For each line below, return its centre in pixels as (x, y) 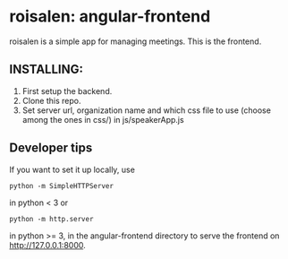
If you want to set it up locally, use (72, 169)
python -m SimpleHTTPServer (62, 186)
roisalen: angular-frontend (110, 17)
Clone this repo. (51, 100)
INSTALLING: (46, 69)
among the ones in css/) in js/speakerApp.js (103, 119)
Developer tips (51, 148)
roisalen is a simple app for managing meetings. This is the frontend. (136, 41)
